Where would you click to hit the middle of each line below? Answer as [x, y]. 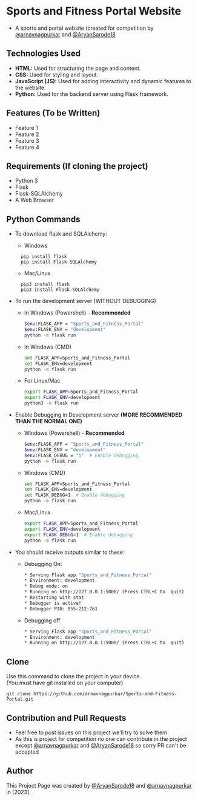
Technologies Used [43, 54]
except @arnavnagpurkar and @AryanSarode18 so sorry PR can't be [101, 745]
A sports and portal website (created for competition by [84, 28]
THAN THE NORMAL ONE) [49, 421]
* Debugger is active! [53, 603]
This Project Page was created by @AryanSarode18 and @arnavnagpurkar [99, 785]
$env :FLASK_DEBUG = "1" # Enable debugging [81, 455]
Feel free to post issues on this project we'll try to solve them [91, 732]
